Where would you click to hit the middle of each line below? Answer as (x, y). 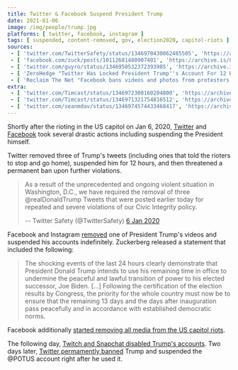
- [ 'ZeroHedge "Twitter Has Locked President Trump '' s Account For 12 (118, 73)
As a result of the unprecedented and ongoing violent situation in (119, 184)
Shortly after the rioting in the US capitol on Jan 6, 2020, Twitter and (107, 126)
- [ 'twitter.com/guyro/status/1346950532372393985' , (91, 67)
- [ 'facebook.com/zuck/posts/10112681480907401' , (86, 60)
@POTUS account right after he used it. (65, 359)
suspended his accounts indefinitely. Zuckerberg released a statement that (117, 241)
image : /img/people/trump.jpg (52, 27)
